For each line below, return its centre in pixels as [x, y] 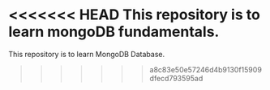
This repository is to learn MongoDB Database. [86, 54]
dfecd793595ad [176, 78]
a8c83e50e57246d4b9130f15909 [206, 69]
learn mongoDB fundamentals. [114, 32]
